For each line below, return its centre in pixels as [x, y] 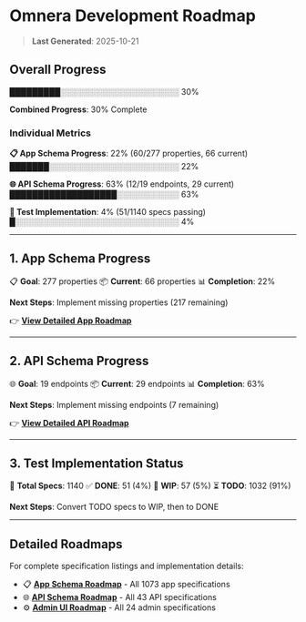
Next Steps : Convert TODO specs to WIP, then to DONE [114, 507]
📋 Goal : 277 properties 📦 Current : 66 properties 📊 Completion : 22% [143, 281]
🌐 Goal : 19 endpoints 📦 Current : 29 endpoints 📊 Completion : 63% [138, 383]
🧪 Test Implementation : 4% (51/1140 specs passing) [108, 212]
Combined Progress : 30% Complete [78, 109]
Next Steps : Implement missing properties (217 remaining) [119, 302]
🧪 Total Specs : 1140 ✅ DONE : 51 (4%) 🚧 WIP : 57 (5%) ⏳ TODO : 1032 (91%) [150, 486]
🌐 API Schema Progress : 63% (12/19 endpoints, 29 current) [122, 184]
